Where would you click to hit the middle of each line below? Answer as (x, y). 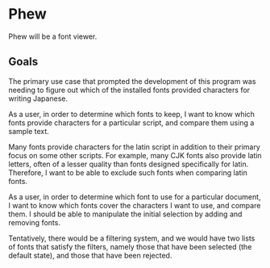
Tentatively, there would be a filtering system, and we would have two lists (132, 238)
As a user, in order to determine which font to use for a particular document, (135, 197)
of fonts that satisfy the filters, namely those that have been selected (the (130, 246)
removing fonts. (34, 222)
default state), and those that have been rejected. (90, 255)
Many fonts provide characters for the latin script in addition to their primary (134, 147)
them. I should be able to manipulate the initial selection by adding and (125, 214)
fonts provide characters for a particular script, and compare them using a (131, 123)
